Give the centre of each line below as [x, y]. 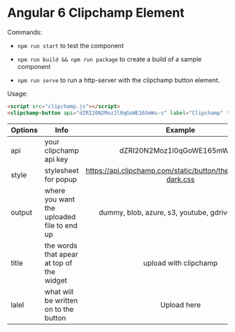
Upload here [180, 305]
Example [180, 130]
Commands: [25, 32]
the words [61, 246]
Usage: [17, 93]
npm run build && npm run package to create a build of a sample [109, 59]
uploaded [60, 216]
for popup [61, 179]
